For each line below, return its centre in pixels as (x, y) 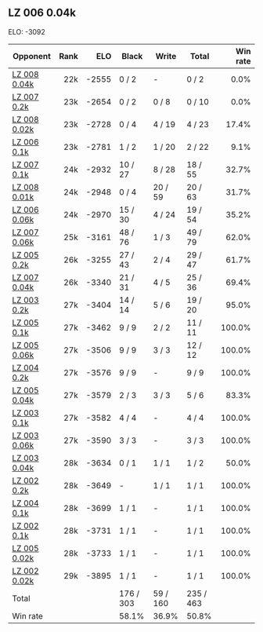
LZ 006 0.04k (42, 13)
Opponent (32, 56)
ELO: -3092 (27, 31)
